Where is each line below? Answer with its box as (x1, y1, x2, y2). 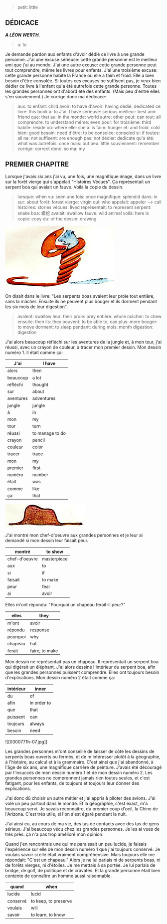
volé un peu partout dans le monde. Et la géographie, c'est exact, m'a (5, 800, 148, 806)
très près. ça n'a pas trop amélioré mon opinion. (5, 831, 104, 837)
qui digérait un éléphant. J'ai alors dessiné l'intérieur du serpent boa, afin (5, 664, 156, 670)
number (32, 472, 49, 478)
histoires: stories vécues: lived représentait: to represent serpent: (17, 204, 152, 210)
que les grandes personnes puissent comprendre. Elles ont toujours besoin (5, 669, 160, 675)
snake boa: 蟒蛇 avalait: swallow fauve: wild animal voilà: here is (17, 210, 149, 216)
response (29, 627, 50, 633)
